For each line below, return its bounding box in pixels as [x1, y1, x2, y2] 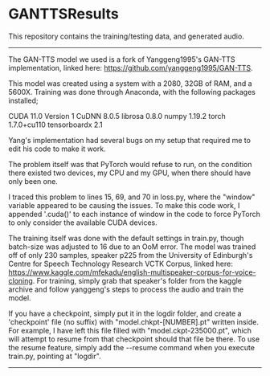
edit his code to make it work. [8, 144, 106, 153]
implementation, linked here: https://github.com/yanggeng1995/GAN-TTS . [8, 63, 253, 72]
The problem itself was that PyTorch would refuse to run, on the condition [8, 159, 252, 169]
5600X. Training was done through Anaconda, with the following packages [8, 87, 256, 96]
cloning [8, 276, 34, 285]
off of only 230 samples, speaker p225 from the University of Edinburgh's [8, 250, 253, 260]
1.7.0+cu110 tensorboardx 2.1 [8, 120, 103, 129]
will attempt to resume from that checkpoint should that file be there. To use [8, 334, 260, 344]
